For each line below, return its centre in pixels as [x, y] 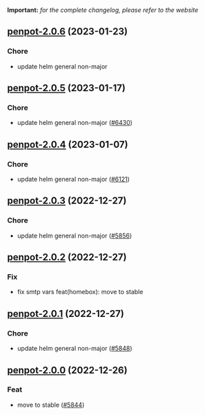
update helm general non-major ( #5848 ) [75, 349]
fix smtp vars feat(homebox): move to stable [80, 292]
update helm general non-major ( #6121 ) [73, 180]
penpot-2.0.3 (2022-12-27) [67, 201]
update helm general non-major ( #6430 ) [75, 123]
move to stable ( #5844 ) [51, 405]
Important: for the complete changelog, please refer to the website [103, 10]
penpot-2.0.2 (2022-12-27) [67, 257]
